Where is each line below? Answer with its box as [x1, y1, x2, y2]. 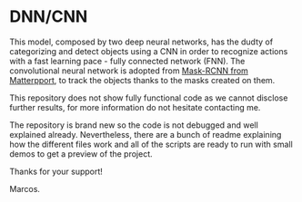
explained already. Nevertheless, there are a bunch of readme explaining [9, 129, 282, 139]
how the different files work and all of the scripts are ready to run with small [9, 139, 293, 149]
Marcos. [9, 183, 41, 194]
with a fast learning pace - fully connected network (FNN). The [9, 55, 246, 66]
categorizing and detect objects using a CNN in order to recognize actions [9, 45, 288, 56]
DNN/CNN [9, 6, 88, 27]
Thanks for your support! [9, 166, 103, 177]
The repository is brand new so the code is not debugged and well [9, 120, 259, 130]
